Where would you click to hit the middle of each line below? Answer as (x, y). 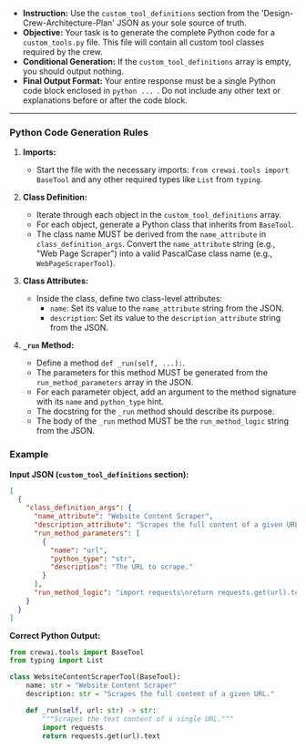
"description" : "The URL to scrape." (122, 567)
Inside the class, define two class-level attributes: (129, 299)
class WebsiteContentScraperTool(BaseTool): (95, 677)
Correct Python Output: (55, 635)
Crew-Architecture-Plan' (69, 23)
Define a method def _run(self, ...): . (111, 363)
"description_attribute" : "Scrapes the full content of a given (158, 525)
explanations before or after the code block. (105, 100)
